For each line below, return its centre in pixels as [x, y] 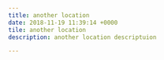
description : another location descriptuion [82, 37]
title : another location [49, 15]
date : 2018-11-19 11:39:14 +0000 [63, 23]
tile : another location [47, 30]
